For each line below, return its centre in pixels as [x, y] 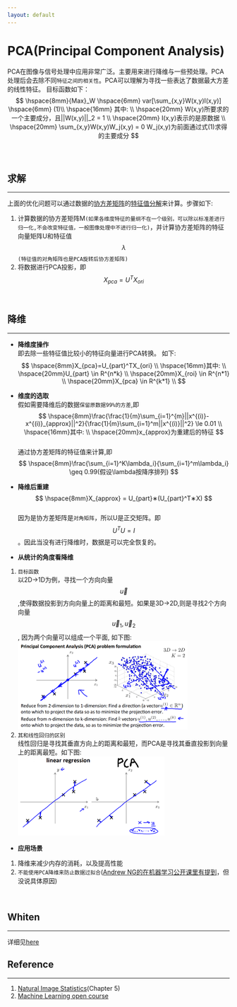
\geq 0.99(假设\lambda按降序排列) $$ [124, 471]
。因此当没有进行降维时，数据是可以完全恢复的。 [89, 542]
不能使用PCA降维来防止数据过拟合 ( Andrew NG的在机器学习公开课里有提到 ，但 [123, 872]
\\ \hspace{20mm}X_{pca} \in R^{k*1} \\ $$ [124, 381]
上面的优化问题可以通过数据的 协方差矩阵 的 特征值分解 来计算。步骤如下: [110, 203]
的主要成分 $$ [119, 135]
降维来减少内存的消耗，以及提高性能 [70, 863]
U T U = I [124, 529]
